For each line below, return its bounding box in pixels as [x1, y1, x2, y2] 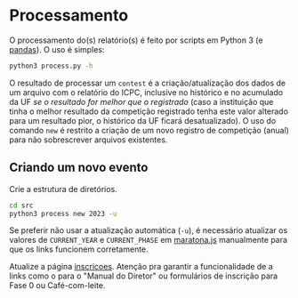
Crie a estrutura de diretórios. [9, 183, 117, 194]
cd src [9, 201, 34, 210]
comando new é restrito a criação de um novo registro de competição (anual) [9, 125, 289, 135]
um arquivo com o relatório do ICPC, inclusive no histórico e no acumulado [9, 86, 283, 98]
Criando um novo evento [9, 160, 149, 175]
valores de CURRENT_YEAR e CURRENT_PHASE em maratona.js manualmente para [9, 235, 287, 246]
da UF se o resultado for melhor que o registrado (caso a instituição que [9, 96, 274, 107]
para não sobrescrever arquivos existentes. [9, 134, 168, 145]
